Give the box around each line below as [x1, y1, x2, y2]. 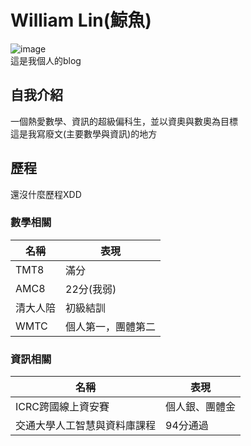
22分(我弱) [65, 282, 117, 296]
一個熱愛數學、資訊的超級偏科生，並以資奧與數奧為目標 [10, 115, 238, 127]
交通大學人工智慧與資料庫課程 [15, 419, 157, 433]
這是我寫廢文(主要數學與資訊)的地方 [10, 127, 158, 140]
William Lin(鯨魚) [10, 9, 152, 32]
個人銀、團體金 [165, 400, 237, 414]
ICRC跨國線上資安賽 [15, 400, 110, 414]
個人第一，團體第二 [65, 319, 157, 333]
